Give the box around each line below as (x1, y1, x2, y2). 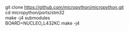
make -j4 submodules (5, 15, 50, 20)
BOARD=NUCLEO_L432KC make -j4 (5, 20, 80, 26)
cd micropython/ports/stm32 (5, 9, 65, 15)
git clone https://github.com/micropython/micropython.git (5, 4, 124, 10)
